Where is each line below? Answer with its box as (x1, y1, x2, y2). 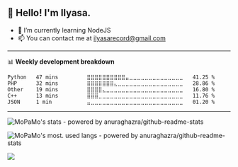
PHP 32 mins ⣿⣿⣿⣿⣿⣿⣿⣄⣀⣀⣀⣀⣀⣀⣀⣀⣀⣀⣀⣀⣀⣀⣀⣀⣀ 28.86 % (7, 79, 215, 87)
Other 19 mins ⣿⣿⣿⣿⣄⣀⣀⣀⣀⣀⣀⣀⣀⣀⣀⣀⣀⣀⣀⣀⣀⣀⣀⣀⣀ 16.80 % (7, 86, 215, 93)
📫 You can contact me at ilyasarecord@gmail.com (17, 33, 166, 42)
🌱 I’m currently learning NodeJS (17, 25, 111, 34)
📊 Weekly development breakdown (7, 57, 115, 66)
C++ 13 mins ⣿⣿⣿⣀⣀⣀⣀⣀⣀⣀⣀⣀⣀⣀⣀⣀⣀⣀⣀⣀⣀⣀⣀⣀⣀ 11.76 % (7, 92, 215, 99)
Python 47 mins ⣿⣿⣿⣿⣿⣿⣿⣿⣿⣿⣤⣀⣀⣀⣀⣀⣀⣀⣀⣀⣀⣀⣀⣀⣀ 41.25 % (7, 74, 215, 81)
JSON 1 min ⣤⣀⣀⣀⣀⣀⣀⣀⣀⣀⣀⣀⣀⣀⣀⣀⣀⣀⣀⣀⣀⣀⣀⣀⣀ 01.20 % (7, 98, 215, 105)
